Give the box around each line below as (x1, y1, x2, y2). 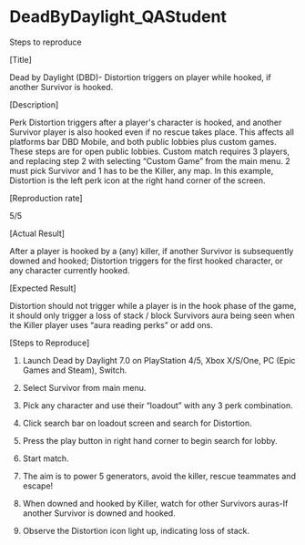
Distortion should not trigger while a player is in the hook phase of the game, (9, 300, 297, 311)
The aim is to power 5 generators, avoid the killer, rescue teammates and (22, 470, 296, 481)
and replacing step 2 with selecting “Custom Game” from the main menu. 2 (9, 155, 290, 166)
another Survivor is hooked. (9, 81, 114, 92)
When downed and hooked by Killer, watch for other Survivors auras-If (22, 498, 289, 509)
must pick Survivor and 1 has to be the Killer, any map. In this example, (9, 165, 274, 176)
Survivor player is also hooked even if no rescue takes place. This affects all (9, 126, 294, 138)
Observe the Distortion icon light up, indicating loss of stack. (22, 525, 250, 536)
